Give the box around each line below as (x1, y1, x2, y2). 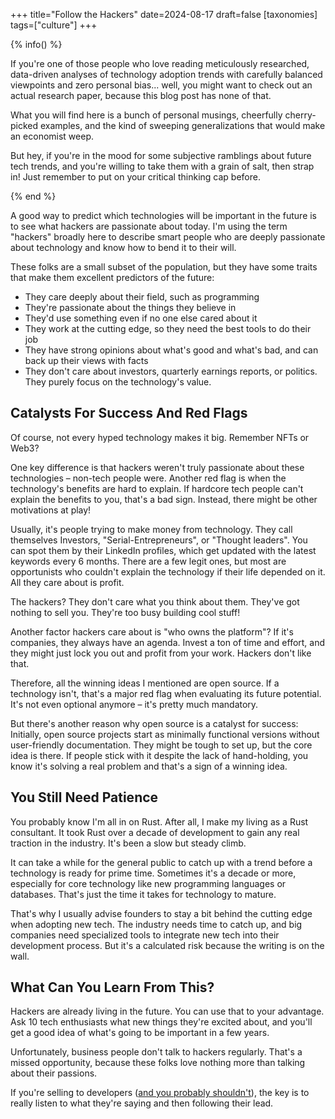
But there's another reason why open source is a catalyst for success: (10, 717, 299, 729)
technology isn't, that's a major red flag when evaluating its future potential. (10, 687, 322, 699)
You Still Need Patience (10, 789, 159, 806)
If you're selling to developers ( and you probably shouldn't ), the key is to (10, 1087, 310, 1099)
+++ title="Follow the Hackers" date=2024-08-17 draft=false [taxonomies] (10, 9, 318, 20)
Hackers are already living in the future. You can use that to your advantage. (10, 1005, 325, 1018)
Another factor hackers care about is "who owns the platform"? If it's (10, 625, 294, 638)
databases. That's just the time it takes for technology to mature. (10, 888, 277, 900)
